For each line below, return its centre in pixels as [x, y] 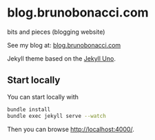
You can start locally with [43, 97]
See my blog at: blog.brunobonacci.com [64, 45]
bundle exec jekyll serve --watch [57, 116]
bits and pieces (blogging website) [56, 32]
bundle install [29, 109]
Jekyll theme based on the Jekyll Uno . [61, 58]
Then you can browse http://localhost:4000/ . [71, 129]
